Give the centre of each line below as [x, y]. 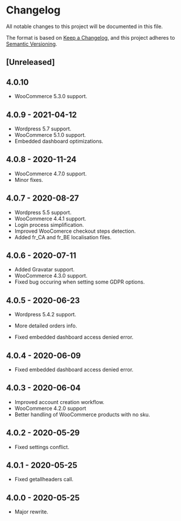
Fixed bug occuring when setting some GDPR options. [79, 282]
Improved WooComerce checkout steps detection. [75, 231]
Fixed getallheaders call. [44, 479]
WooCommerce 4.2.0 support [50, 408]
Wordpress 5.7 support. [43, 129]
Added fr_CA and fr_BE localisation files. [63, 237]
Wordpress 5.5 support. [43, 212]
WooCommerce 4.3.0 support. [51, 276]
